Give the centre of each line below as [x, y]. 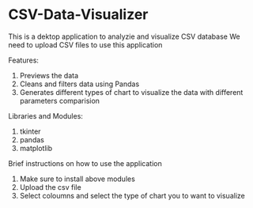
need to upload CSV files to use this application [85, 44]
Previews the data [49, 75]
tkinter [30, 131]
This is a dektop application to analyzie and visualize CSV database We [124, 36]
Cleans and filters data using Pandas [79, 84]
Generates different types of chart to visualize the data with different [131, 92]
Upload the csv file [50, 187]
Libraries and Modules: [45, 115]
